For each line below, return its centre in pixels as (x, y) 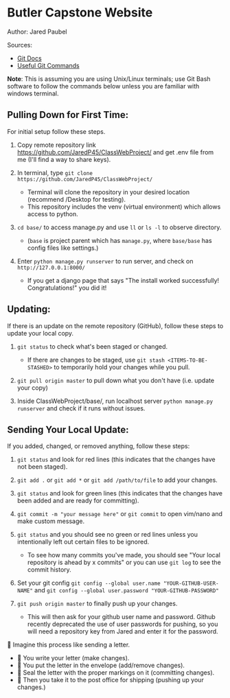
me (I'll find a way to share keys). (64, 159)
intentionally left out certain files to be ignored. (83, 542)
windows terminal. (33, 93)
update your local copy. (41, 333)
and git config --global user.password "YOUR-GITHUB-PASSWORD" (127, 590)
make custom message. (50, 521)
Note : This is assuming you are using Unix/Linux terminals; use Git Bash (109, 79)
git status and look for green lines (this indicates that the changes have (120, 493)
